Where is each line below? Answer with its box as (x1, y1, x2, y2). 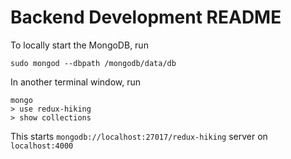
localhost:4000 (10, 141, 74, 151)
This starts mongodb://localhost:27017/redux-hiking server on (10, 130, 268, 142)
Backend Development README (10, 6, 282, 29)
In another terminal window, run (10, 76, 141, 88)
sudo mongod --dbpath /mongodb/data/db (10, 58, 177, 68)
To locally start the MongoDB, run (10, 39, 149, 51)
